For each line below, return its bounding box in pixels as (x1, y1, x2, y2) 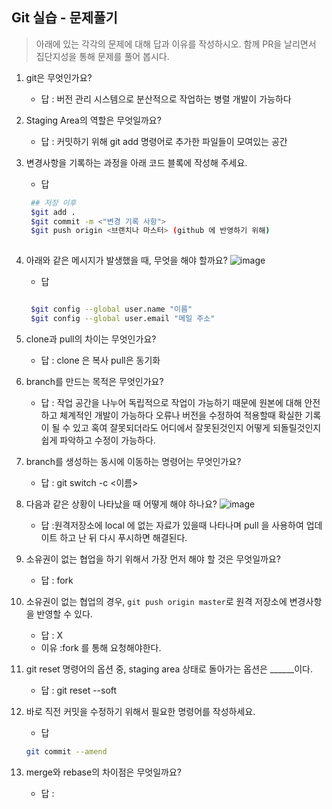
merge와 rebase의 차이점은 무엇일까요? (25, 766, 182, 778)
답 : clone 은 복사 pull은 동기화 (40, 354, 161, 366)
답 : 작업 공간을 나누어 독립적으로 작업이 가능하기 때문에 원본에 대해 (40, 396, 303, 408)
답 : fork (40, 574, 74, 586)
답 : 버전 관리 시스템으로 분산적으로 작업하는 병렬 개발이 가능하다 (40, 93, 292, 105)
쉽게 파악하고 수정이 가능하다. (40, 434, 156, 446)
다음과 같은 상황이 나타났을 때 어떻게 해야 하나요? (25, 498, 218, 510)
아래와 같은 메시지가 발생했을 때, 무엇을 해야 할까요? (25, 254, 228, 267)
